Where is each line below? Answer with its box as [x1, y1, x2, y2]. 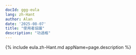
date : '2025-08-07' [5, 21, 47, 26]
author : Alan [5, 16, 33, 21]
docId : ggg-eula [5, 7, 39, 12]
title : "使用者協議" [5, 26, 44, 31]
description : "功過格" [5, 30, 51, 35]
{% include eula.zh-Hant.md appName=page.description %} [5, 44, 131, 50]
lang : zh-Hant [5, 12, 35, 17]
